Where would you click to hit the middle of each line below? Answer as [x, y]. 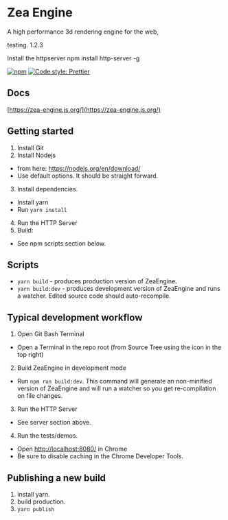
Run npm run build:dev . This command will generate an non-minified [115, 381]
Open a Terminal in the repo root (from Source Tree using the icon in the [119, 347]
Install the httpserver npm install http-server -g [73, 58]
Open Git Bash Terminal [50, 334]
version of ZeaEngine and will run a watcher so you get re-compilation [116, 388]
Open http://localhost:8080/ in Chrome [72, 449]
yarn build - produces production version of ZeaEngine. [97, 281]
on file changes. [40, 396]
